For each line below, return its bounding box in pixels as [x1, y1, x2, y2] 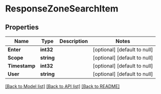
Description [59, 38, 88, 44]
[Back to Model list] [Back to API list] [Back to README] [5, 83, 120, 89]
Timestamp [7, 62, 36, 69]
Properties [5, 23, 39, 31]
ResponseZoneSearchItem [5, 3, 118, 14]
